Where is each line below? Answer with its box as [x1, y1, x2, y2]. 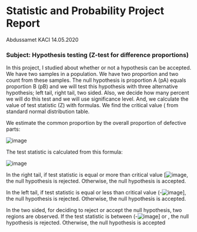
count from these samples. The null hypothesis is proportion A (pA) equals [6, 77, 186, 84]
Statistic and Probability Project [6, 4, 165, 18]
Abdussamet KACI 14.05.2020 [6, 36, 79, 43]
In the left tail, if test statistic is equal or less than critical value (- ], [6, 189, 186, 196]
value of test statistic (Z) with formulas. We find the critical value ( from [6, 102, 178, 109]
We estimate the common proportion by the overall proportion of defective [6, 120, 186, 127]
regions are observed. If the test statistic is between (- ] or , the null [6, 213, 189, 220]
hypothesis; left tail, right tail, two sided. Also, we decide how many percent [6, 90, 189, 97]
